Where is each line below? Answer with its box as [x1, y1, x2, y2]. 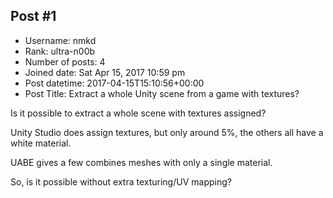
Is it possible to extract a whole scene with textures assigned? [10, 107, 267, 119]
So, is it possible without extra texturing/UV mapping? [10, 175, 232, 188]
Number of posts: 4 [24, 55, 106, 68]
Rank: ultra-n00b [24, 45, 96, 57]
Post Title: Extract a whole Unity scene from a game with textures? [24, 87, 300, 99]
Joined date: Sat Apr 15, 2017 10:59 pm [24, 66, 186, 78]
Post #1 [10, 8, 57, 25]
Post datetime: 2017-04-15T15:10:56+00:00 [24, 77, 205, 89]
